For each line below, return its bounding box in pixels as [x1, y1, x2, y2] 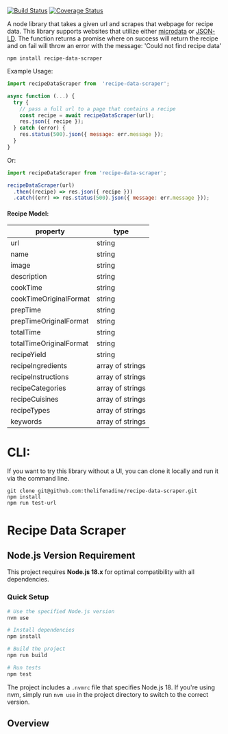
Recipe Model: [7, 209, 49, 218]
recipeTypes [10, 406, 50, 415]
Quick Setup [7, 593, 49, 602]
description [10, 272, 47, 282]
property [35, 227, 65, 236]
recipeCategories [10, 383, 66, 393]
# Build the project [7, 645, 66, 652]
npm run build [7, 652, 48, 659]
